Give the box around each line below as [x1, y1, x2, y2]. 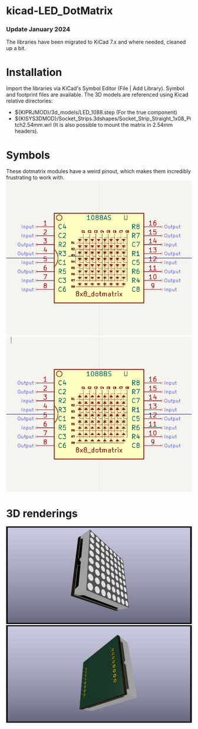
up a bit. [6, 45, 27, 52]
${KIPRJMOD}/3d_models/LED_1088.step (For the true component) [14, 109, 178, 116]
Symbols [6, 149, 50, 161]
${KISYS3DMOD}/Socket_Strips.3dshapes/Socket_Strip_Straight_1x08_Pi [14, 115, 192, 122]
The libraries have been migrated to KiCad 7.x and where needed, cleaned [6, 38, 186, 45]
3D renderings [6, 507, 78, 520]
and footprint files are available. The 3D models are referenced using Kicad [6, 91, 189, 98]
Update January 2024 [6, 25, 71, 34]
